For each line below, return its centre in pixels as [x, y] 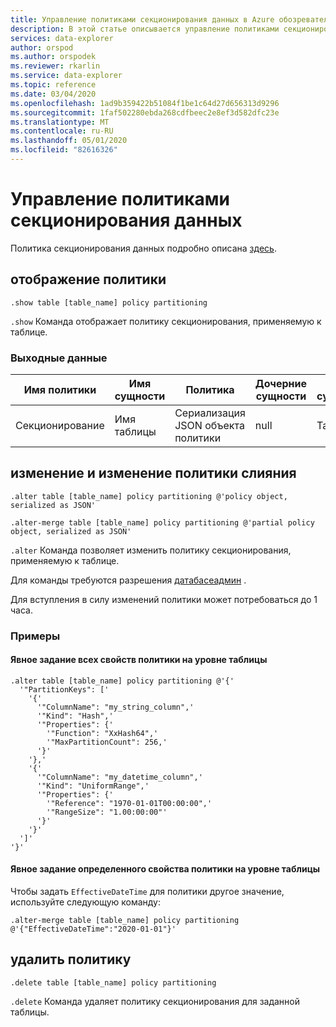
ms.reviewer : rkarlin [55, 66]
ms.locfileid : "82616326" [64, 150]
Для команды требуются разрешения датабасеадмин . [128, 580]
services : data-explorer [62, 38]
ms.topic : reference [53, 85]
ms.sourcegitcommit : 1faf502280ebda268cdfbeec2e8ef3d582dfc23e [145, 112]
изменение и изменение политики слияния [153, 473]
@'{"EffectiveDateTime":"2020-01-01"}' [93, 929]
